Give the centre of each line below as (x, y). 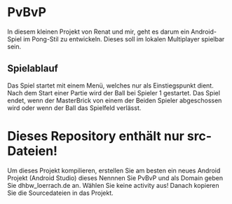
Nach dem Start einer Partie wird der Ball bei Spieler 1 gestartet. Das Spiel (114, 93)
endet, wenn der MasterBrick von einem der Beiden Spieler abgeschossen (115, 100)
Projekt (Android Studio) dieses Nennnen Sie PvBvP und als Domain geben (115, 178)
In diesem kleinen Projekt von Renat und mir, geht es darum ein (98, 32)
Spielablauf (33, 68)
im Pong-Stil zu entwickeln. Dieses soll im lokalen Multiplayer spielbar (124, 39)
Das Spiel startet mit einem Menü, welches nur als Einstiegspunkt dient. (110, 86)
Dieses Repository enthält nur (96, 136)
